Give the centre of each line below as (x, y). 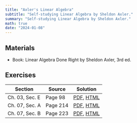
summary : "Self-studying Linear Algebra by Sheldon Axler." (68, 19)
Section (24, 89)
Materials (20, 48)
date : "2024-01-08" (25, 28)
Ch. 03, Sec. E (24, 97)
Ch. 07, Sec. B (24, 113)
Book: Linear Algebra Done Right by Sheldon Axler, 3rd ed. (72, 60)
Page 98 (55, 97)
